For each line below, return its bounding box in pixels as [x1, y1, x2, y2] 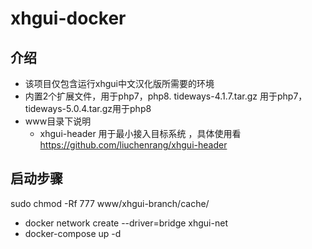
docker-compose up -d [24, 227, 122, 239]
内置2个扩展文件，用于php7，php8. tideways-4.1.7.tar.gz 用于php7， [24, 90, 308, 102]
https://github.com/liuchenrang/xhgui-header [39, 139, 228, 151]
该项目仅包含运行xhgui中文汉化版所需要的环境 [24, 78, 215, 89]
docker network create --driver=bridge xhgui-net [24, 217, 228, 229]
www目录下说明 [24, 115, 92, 127]
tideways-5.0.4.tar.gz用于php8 [24, 103, 152, 114]
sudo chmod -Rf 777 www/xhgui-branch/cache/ [10, 197, 210, 209]
